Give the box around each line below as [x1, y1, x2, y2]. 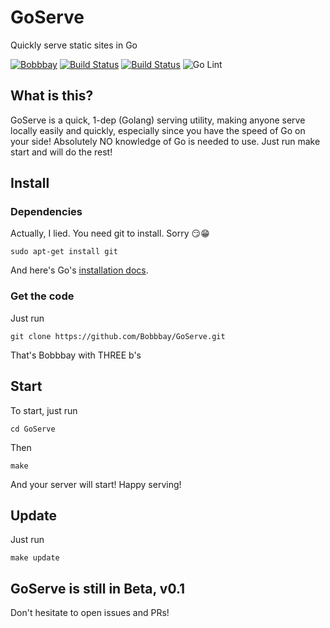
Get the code [10, 289, 75, 303]
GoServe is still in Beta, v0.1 [10, 580, 186, 597]
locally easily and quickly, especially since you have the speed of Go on [10, 124, 306, 136]
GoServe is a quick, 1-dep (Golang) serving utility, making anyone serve [10, 114, 306, 126]
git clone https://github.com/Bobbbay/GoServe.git [10, 331, 226, 341]
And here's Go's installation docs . [10, 264, 149, 276]
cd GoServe [10, 424, 56, 434]
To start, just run [10, 404, 78, 416]
